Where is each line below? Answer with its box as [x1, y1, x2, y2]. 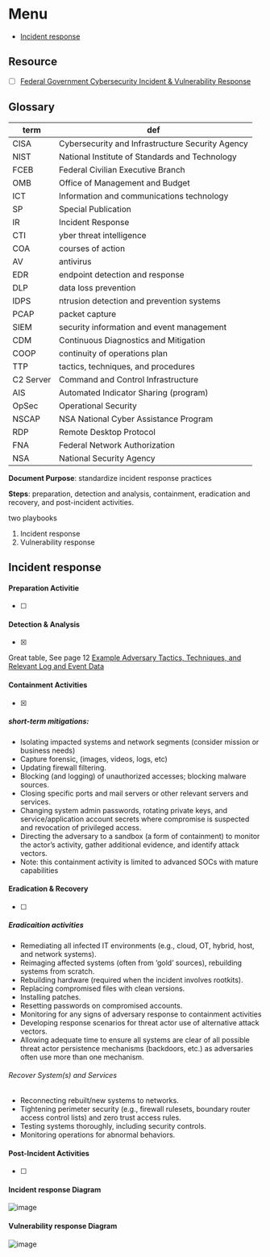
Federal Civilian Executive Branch [59, 164, 185, 175]
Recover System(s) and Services [8, 1071, 118, 1080]
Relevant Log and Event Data [8, 662, 105, 671]
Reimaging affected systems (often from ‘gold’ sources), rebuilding [19, 958, 243, 967]
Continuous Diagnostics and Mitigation [59, 334, 206, 345]
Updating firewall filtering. [19, 762, 107, 772]
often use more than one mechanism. [19, 1052, 144, 1062]
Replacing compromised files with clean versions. [19, 983, 185, 993]
